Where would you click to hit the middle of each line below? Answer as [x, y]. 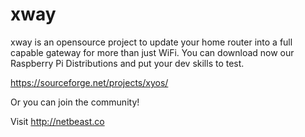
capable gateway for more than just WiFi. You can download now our [152, 52]
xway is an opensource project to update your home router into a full [151, 42]
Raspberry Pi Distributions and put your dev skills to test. [127, 63]
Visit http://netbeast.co [57, 121]
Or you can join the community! [75, 102]
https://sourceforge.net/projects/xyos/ [89, 82]
